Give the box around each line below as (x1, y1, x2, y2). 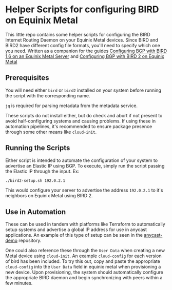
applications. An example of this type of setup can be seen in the (5, 232, 143, 238)
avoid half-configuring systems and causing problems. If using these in (5, 118, 156, 124)
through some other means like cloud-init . (5, 129, 97, 135)
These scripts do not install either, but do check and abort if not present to (5, 112, 163, 118)
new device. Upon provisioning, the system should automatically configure (5, 269, 163, 275)
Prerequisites (5, 73, 49, 82)
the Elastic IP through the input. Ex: (5, 168, 80, 174)
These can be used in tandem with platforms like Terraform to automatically (5, 221, 165, 227)
